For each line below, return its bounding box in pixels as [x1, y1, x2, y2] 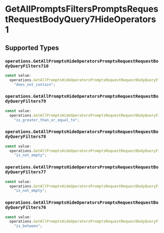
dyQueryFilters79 [5, 99, 46, 104]
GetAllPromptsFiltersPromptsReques [5, 3, 159, 15]
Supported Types [5, 43, 60, 52]
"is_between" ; [14, 224, 42, 229]
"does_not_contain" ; [14, 82, 56, 87]
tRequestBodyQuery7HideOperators [5, 14, 156, 25]
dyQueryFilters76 [5, 205, 46, 211]
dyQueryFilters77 [5, 169, 46, 175]
